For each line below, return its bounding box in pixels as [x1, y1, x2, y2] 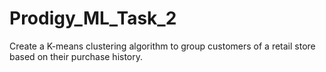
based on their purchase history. [9, 50, 144, 62]
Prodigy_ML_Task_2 [9, 7, 177, 30]
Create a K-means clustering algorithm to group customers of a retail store [9, 40, 316, 52]
